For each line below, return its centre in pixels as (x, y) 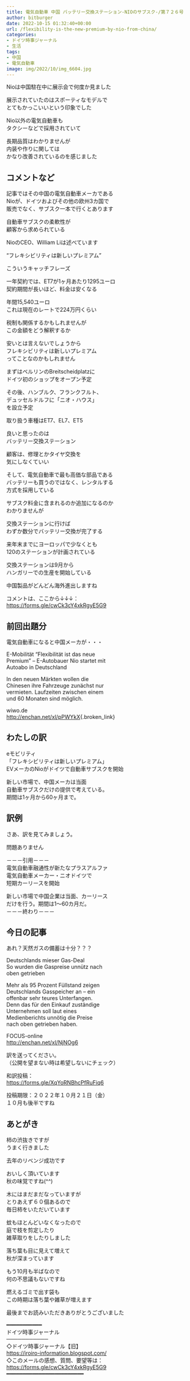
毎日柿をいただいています (38, 1210)
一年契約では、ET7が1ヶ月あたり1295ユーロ (61, 281)
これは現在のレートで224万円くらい (51, 310)
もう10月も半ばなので (33, 1272)
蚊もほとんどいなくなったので (44, 1223)
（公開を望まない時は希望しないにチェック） (63, 1063)
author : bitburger (30, 18)
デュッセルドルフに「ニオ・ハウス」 (52, 400)
